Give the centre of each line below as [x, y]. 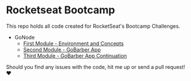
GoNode [24, 37]
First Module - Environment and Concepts [73, 43]
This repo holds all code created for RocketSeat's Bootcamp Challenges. [93, 26]
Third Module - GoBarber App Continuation [75, 56]
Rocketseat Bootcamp [61, 10]
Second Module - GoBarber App [62, 49]
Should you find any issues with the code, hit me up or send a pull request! [95, 67]
